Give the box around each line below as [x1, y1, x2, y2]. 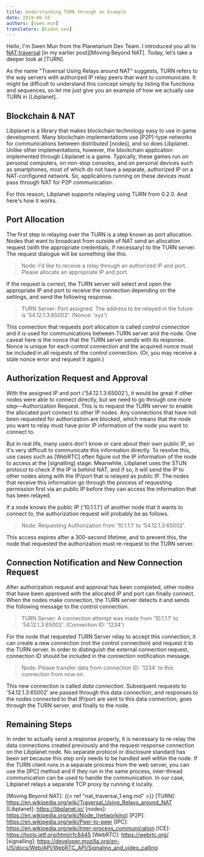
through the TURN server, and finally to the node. [6, 701, 130, 709]
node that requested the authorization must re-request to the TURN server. [6, 540, 194, 547]
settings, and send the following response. [6, 293, 113, 300]
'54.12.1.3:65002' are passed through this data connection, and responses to [6, 688, 199, 696]
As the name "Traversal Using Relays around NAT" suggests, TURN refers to [6, 68, 198, 75]
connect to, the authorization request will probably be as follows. [6, 509, 169, 517]
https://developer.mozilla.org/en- [37, 838, 120, 845]
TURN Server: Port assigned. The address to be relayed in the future [21, 305, 193, 312]
